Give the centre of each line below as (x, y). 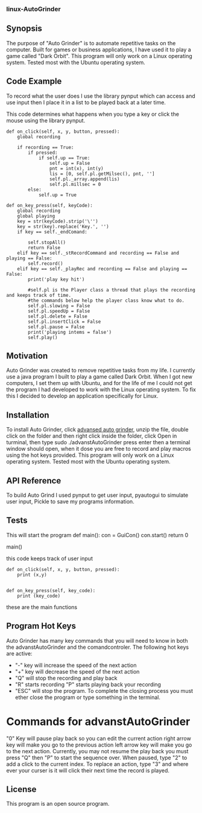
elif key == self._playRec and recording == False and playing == (102, 269)
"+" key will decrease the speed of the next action (77, 671)
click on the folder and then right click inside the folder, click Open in (92, 436)
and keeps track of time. (39, 295)
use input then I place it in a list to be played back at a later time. (86, 102)
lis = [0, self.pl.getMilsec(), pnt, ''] (102, 174)
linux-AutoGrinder (34, 9)
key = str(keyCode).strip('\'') (58, 221)
